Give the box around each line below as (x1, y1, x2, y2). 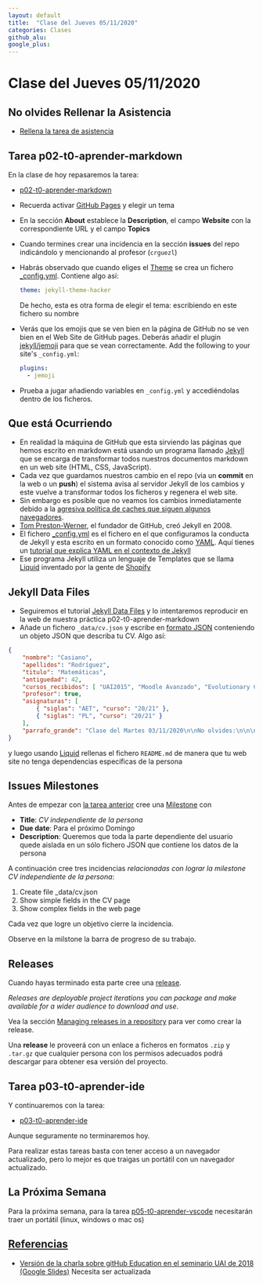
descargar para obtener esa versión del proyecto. (8, 1057, 168, 1067)
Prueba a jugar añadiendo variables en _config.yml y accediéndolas (19, 385, 240, 395)
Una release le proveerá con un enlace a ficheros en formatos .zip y (8, 1041, 231, 1050)
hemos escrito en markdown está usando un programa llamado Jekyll (19, 446, 245, 455)
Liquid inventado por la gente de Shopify (19, 563, 151, 572)
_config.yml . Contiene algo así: (19, 271, 119, 280)
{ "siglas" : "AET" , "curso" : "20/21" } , (36, 705, 170, 713)
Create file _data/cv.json (19, 888, 98, 897)
